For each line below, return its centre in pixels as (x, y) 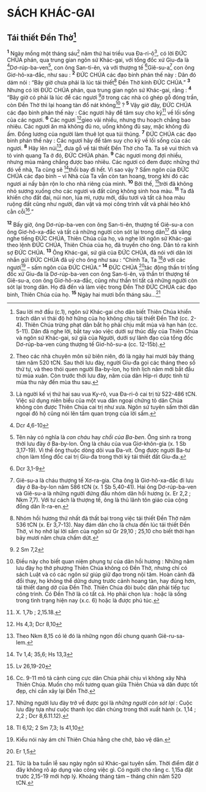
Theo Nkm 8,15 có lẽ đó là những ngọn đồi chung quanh (86, 636)
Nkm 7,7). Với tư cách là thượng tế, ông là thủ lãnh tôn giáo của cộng (102, 500)
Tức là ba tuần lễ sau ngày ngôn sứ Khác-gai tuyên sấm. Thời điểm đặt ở (107, 763)
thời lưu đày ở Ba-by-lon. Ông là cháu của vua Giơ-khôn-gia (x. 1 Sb (101, 444)
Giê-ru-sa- (171, 636)
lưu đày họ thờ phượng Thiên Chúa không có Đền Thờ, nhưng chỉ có (101, 568)
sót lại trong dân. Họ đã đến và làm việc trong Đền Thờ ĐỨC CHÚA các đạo (102, 287)
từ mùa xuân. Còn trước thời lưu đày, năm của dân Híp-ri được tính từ (102, 376)
